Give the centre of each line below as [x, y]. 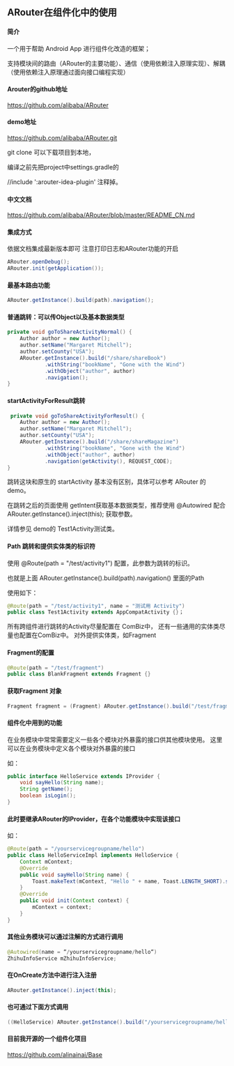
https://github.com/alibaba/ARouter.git [62, 138]
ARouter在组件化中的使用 [62, 13]
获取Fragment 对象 [34, 691]
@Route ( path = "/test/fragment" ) [56, 668]
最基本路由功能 [29, 285]
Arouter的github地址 [38, 89]
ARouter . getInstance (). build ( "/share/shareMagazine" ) [99, 442]
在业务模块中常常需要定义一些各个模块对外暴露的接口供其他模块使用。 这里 [115, 739]
